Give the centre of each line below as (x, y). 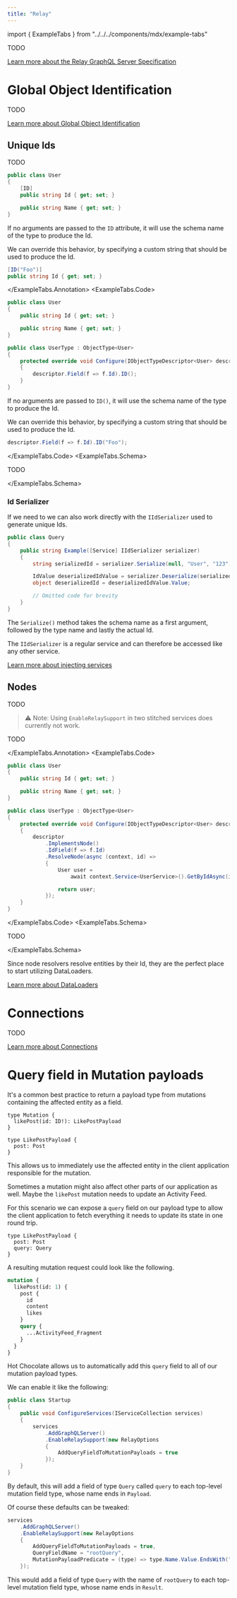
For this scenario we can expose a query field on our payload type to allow (115, 1208)
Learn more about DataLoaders (53, 985)
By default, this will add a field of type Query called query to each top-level (115, 1486)
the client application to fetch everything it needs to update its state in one (115, 1215)
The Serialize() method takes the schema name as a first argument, (108, 622)
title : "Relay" (30, 14)
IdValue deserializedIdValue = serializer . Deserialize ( (116, 577)
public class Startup (39, 1400)
